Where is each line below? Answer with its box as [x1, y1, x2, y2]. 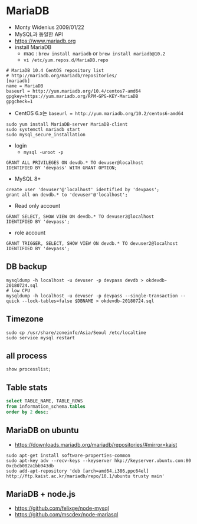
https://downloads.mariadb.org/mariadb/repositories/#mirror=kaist [14, 441, 178, 448]
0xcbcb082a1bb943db [6, 463, 54, 469]
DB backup [6, 261, 47, 272]
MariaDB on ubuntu [6, 425, 79, 435]
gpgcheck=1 [6, 99, 33, 104]
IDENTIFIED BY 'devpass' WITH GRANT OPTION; [6, 165, 117, 171]
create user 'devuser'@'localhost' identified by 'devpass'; [6, 186, 160, 192]
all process [6, 351, 48, 361]
